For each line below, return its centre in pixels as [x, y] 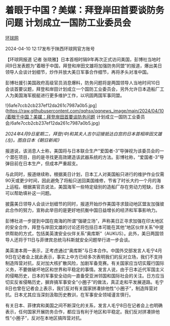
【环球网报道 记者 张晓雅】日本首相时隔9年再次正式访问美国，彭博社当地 [81, 59]
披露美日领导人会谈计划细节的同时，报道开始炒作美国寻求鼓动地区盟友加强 [82, 204]
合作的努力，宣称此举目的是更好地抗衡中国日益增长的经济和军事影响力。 [84, 210]
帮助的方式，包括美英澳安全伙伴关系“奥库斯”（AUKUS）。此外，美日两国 [84, 233]
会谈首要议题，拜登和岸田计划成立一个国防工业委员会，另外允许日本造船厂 [82, 89]
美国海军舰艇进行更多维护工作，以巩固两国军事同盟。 [69, 95]
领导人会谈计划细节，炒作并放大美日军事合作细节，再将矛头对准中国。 [78, 72]
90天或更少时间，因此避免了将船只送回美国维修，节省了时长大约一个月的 [81, 180]
